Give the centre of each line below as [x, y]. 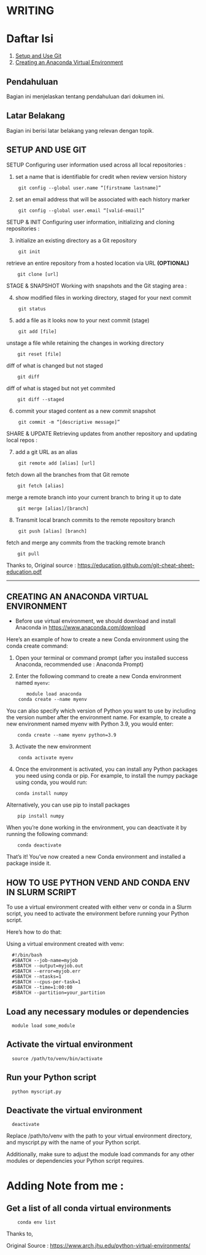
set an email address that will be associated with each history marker [102, 199]
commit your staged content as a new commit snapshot [86, 411]
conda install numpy [41, 794]
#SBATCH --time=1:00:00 [42, 987]
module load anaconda [54, 694]
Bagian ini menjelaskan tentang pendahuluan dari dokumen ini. [86, 96]
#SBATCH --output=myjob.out [48, 966]
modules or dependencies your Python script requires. [75, 1161]
